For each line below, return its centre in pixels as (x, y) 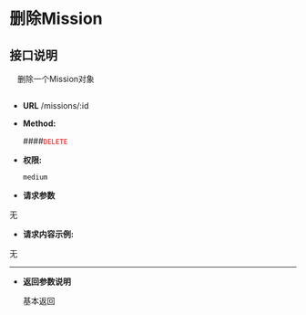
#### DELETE (45, 142)
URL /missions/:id (56, 106)
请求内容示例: (48, 235)
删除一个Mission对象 (56, 79)
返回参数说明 (46, 282)
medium (35, 178)
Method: (39, 123)
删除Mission (56, 19)
